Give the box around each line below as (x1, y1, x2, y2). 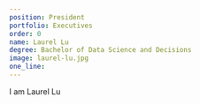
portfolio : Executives (9, 21, 93, 30)
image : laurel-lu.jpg (9, 54, 89, 63)
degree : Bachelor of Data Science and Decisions (9, 46, 192, 55)
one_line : (9, 63, 46, 71)
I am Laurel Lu (9, 85, 61, 97)
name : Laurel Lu (9, 37, 69, 47)
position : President (9, 12, 86, 22)
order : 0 (9, 29, 42, 38)
